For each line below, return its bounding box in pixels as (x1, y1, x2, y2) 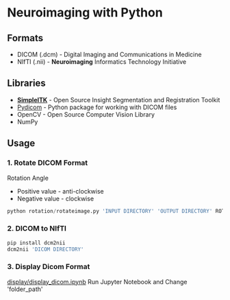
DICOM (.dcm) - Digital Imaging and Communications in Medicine (16, 50, 202, 58)
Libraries (7, 78, 46, 89)
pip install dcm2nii (7, 239, 66, 246)
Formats (7, 32, 43, 44)
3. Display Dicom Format (7, 262, 90, 272)
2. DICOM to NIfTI (7, 224, 67, 233)
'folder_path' (7, 285, 43, 293)
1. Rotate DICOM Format (7, 158, 88, 168)
